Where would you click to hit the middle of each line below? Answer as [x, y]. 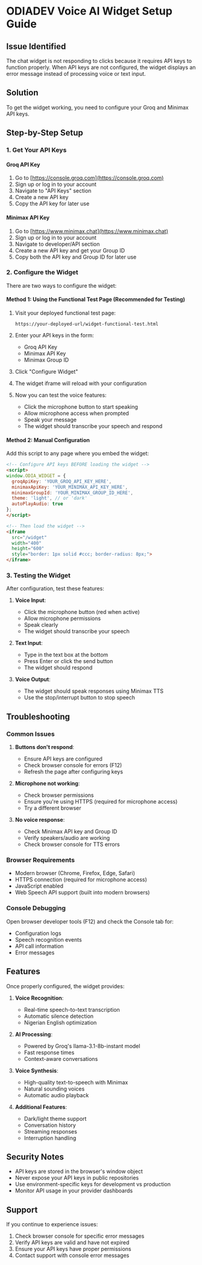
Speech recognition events [49, 939]
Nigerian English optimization [60, 1022]
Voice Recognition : [39, 998]
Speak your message [50, 420]
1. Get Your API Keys [36, 150]
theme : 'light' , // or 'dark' [49, 498]
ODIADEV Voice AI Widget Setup [90, 11]
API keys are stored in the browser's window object [79, 1171]
